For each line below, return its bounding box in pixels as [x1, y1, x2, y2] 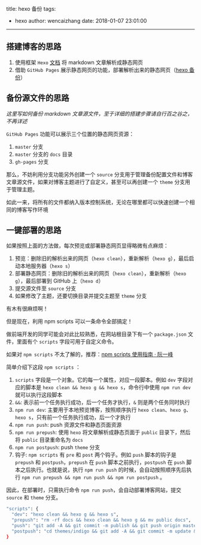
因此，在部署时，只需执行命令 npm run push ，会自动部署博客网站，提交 [6, 486, 181, 493]
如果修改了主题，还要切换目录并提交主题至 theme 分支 [14, 293, 147, 300]
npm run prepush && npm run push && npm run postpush [22, 475, 159, 481]
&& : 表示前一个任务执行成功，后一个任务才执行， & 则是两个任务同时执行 [14, 399, 190, 406]
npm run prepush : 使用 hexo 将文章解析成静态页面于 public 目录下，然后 [14, 429, 191, 436]
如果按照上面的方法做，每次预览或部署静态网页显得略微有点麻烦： [6, 242, 169, 249]
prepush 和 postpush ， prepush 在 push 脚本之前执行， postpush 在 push [14, 459, 185, 466]
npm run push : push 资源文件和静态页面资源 [14, 421, 122, 429]
